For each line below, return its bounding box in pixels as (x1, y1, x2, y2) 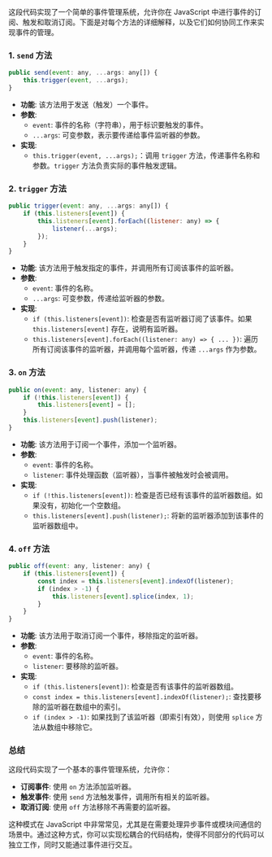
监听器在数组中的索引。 (46, 702, 126, 712)
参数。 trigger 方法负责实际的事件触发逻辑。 (32, 160, 181, 170)
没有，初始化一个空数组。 (39, 500, 126, 510)
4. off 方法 (8, 543, 50, 554)
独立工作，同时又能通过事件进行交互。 (8, 840, 136, 850)
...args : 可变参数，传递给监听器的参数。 (32, 294, 169, 304)
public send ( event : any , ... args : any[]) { (8, 68, 158, 77)
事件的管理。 (15, 28, 58, 37)
